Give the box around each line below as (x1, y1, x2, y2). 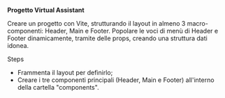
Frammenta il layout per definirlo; (17, 69, 113, 76)
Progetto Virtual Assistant (7, 6, 85, 14)
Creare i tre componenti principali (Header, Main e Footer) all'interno (17, 76, 215, 84)
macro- (187, 19, 208, 27)
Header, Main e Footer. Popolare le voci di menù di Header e (45, 27, 219, 35)
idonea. (7, 42, 29, 49)
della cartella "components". (17, 83, 99, 91)
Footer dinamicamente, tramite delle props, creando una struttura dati (7, 34, 208, 42)
